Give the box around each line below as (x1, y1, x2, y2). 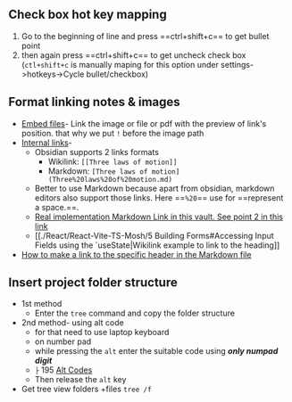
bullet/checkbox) (86, 69, 149, 79)
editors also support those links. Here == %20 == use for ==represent (34, 192, 284, 203)
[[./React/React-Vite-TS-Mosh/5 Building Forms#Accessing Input (34, 230, 274, 241)
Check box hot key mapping (8, 7, 167, 22)
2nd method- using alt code (21, 317, 124, 328)
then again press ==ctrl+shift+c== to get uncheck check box (21, 49, 246, 61)
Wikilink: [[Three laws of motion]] (47, 156, 178, 167)
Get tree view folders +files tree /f (21, 383, 153, 395)
